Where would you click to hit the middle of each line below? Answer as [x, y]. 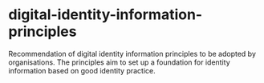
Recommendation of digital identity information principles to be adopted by [132, 53]
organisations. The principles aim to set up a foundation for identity [119, 62]
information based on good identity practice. [82, 70]
